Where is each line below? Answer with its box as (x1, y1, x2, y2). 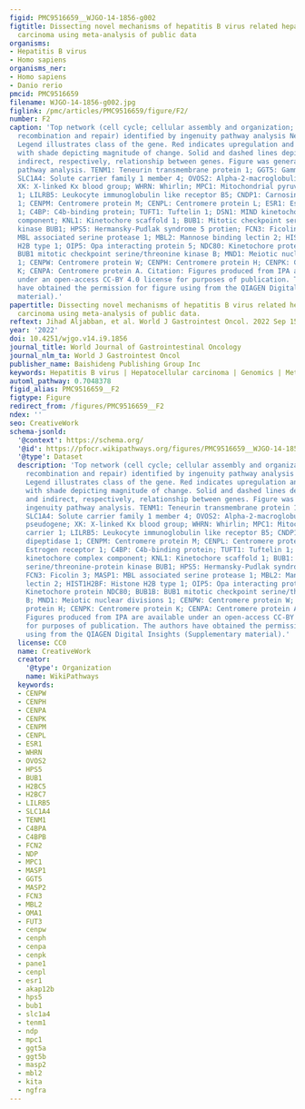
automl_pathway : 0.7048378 (9, 376, 112, 386)
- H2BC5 (17, 782, 47, 791)
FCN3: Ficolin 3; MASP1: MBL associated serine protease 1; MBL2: (25, 570, 282, 579)
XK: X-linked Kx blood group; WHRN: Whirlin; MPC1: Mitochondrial (17, 183, 274, 192)
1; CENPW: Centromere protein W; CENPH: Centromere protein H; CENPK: (17, 258, 290, 268)
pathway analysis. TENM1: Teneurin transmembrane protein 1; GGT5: (17, 165, 279, 174)
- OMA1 (17, 908, 43, 917)
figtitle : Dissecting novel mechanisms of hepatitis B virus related (9, 22, 279, 31)
